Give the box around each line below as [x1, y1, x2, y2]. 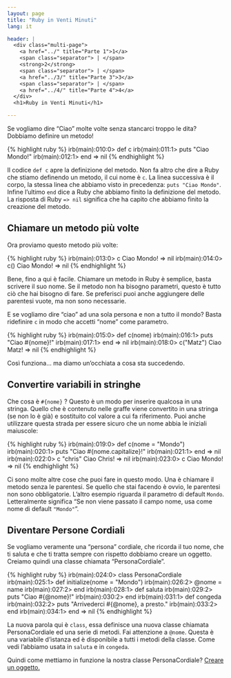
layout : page [7, 10, 45, 17]
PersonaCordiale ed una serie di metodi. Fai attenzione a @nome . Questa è [7, 628, 214, 637]
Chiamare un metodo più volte [7, 222, 139, 235]
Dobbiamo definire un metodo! [7, 132, 94, 140]
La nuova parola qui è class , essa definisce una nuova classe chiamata [7, 621, 209, 629]
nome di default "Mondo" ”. [7, 504, 79, 512]
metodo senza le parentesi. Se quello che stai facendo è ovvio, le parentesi [7, 482, 221, 490]
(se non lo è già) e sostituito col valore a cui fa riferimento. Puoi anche [7, 412, 206, 420]
